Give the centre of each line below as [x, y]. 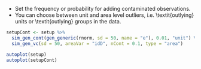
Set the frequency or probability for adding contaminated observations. [103, 9]
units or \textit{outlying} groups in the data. [68, 21]
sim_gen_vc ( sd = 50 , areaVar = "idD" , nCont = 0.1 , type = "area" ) [98, 43]
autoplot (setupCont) [32, 60]
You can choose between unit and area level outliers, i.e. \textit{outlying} [104, 15]
